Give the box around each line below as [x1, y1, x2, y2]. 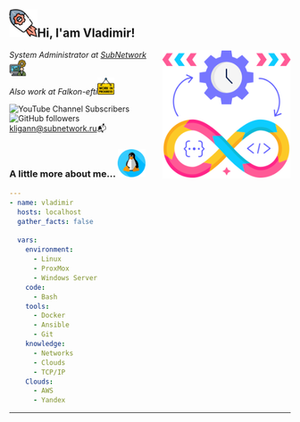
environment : [25, 245, 74, 254]
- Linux [32, 255, 62, 264]
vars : [17, 236, 38, 245]
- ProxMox [32, 264, 70, 273]
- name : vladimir [9, 198, 74, 207]
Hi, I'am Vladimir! [37, 26, 136, 41]
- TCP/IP [32, 368, 66, 376]
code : [25, 283, 46, 292]
